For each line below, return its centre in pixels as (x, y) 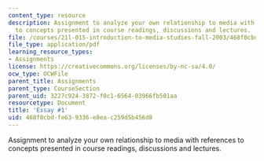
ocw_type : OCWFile (38, 74)
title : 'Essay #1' (38, 111)
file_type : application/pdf (54, 45)
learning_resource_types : (50, 52)
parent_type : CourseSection (54, 88)
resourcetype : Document (47, 103)
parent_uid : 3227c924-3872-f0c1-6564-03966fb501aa (93, 96)
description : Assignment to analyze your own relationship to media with (132, 23)
